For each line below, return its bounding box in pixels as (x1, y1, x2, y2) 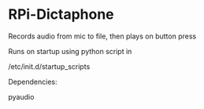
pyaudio (8, 92, 35, 101)
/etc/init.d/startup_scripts (8, 61, 91, 71)
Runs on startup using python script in (8, 46, 132, 56)
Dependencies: (8, 77, 57, 86)
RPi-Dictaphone (8, 5, 114, 24)
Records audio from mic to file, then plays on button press (8, 31, 197, 41)
